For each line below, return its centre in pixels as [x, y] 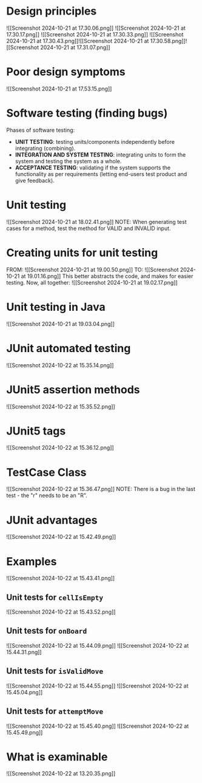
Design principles [52, 11]
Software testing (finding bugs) [87, 113]
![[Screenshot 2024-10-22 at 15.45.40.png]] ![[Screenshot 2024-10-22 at [98, 726]
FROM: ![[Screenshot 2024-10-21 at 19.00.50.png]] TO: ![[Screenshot [93, 269]
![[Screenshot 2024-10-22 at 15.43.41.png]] [61, 578]
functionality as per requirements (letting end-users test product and [101, 174]
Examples [32, 561]
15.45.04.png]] [25, 692]
